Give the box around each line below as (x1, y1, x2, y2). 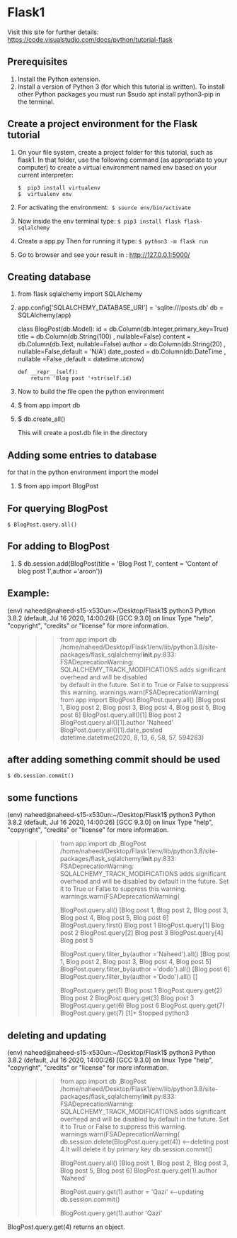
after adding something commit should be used (7, 754, 221, 766)
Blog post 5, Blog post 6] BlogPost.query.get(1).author (59, 1166, 218, 1175)
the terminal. (17, 97, 55, 106)
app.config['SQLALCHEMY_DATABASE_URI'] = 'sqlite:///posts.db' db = (17, 303, 224, 312)
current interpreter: (17, 170, 74, 179)
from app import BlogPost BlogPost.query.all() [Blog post (59, 695, 226, 703)
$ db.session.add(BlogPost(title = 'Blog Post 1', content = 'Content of (17, 559, 219, 568)
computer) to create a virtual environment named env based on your (17, 163, 217, 171)
